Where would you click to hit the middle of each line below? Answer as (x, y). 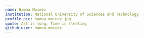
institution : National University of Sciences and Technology (72, 14)
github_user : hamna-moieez (34, 28)
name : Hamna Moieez (26, 10)
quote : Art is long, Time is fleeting (46, 23)
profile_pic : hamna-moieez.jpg (38, 19)
